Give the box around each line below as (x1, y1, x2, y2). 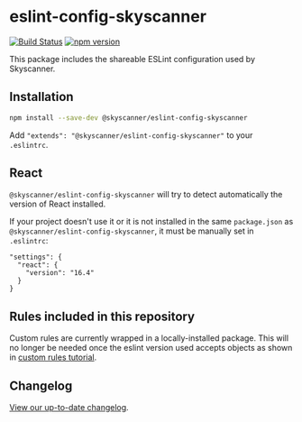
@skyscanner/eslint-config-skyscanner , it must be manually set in (9, 225, 254, 236)
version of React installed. (9, 198, 106, 209)
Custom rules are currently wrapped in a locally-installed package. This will (9, 333, 289, 344)
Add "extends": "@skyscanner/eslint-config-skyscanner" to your (9, 129, 253, 141)
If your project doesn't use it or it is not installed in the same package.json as (9, 216, 294, 227)
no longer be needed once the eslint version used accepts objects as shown (9, 343, 293, 353)
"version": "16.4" (25, 269, 95, 278)
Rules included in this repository (9, 308, 196, 324)
